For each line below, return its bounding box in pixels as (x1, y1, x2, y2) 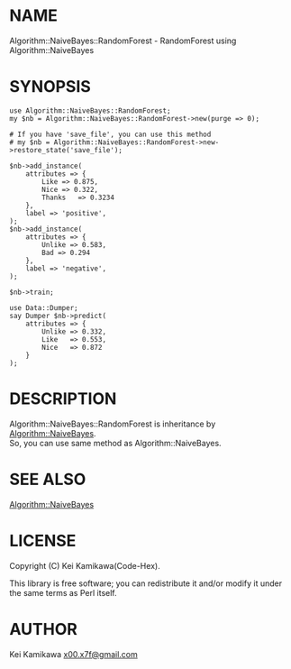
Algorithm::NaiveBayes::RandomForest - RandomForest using (9, 35, 237, 46)
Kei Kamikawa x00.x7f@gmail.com (9, 648, 138, 659)
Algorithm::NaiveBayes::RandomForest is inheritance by (9, 418, 216, 429)
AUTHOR (9, 619, 78, 639)
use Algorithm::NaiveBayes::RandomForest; (9, 105, 171, 115)
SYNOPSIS (9, 77, 92, 97)
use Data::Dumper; (9, 303, 78, 312)
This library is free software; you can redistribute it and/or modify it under (9, 578, 283, 589)
